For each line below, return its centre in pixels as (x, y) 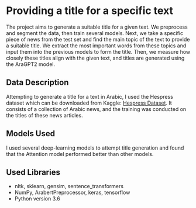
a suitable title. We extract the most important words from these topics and (96, 46)
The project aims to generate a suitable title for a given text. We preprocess (97, 27)
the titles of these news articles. (44, 115)
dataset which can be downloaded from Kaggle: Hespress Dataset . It (89, 103)
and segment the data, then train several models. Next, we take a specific (95, 33)
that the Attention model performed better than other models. (80, 154)
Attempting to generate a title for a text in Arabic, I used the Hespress (90, 96)
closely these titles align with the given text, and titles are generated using (95, 58)
